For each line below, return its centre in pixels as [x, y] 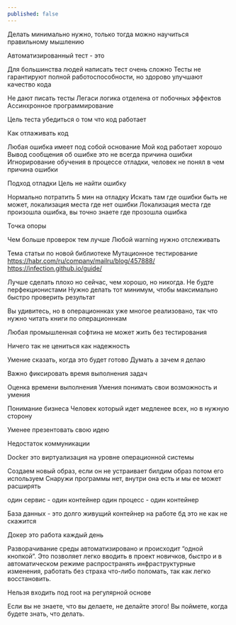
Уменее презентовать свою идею [58, 429]
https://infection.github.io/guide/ [55, 268]
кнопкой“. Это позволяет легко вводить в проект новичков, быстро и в [114, 556]
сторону [20, 416]
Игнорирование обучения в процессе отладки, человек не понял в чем [116, 162]
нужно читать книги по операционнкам [67, 318]
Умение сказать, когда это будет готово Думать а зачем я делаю [106, 360]
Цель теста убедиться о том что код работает [77, 119]
